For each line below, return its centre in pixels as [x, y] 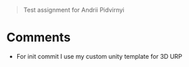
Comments [38, 38]
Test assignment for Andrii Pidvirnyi [74, 10]
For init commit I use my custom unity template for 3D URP [99, 56]
